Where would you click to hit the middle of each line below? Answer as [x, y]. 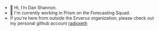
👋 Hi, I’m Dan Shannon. [33, 8]
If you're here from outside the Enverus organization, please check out [82, 18]
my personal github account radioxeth [49, 23]
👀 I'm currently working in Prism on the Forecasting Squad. [70, 13]
